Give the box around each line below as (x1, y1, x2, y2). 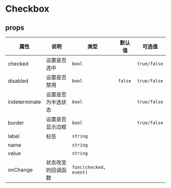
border (8, 119, 24, 126)
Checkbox (5, 3, 50, 15)
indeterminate (8, 99, 41, 105)
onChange (8, 166, 33, 173)
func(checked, (72, 165, 106, 170)
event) (72, 170, 88, 175)
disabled (8, 77, 28, 84)
